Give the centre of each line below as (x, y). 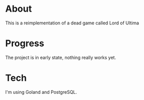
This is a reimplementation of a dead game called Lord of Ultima (72, 23)
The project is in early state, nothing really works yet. (61, 57)
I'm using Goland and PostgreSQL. (41, 92)
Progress (25, 43)
